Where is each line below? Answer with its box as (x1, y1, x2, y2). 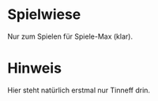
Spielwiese (7, 6, 81, 24)
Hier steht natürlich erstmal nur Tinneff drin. (7, 85, 151, 95)
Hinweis (7, 59, 62, 77)
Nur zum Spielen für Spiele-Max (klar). (7, 32, 134, 41)
